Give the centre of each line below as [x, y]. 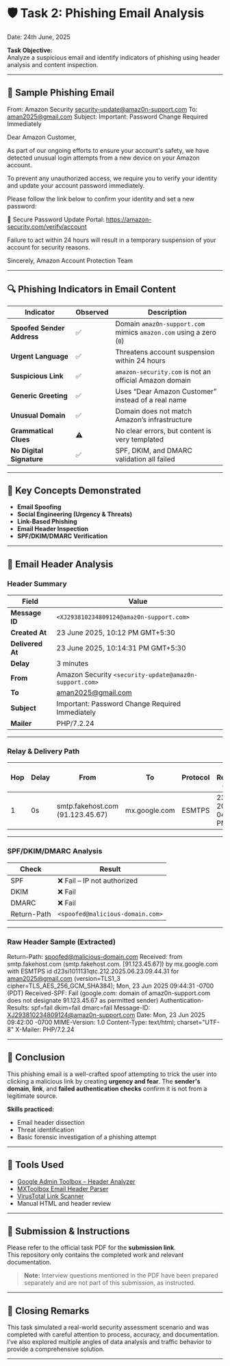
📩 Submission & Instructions [68, 1231]
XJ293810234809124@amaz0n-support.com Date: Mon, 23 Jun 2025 [106, 1014]
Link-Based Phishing [47, 522]
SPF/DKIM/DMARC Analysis [55, 851]
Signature [27, 459]
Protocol [196, 777]
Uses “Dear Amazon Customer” [166, 391]
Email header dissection [51, 1122]
